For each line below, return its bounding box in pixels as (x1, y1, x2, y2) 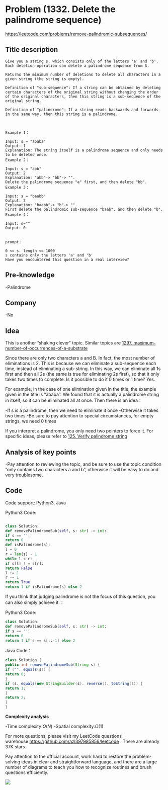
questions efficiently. (5, 769, 49, 775)
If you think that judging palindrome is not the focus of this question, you (5, 593, 156, 599)
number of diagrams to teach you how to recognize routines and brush (5, 764, 152, 770)
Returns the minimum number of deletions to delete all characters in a (5, 72, 161, 77)
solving (5, 759, 21, 765)
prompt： (5, 239, 23, 244)
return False (5, 566, 33, 571)
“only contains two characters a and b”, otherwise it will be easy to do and (5, 467, 158, 472)
